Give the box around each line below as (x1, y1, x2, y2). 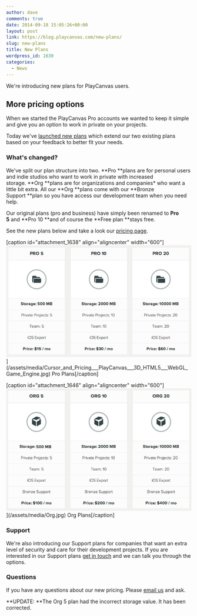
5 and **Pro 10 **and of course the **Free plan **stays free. (6, 215, 156, 223)
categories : (6, 59, 35, 65)
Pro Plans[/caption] (52, 370, 99, 377)
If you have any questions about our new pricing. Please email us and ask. (6, 586, 186, 594)
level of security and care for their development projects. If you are (6, 546, 169, 553)
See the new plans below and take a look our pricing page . (6, 227, 148, 234)
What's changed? (6, 154, 58, 162)
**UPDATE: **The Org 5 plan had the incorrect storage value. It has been (6, 598, 186, 605)
